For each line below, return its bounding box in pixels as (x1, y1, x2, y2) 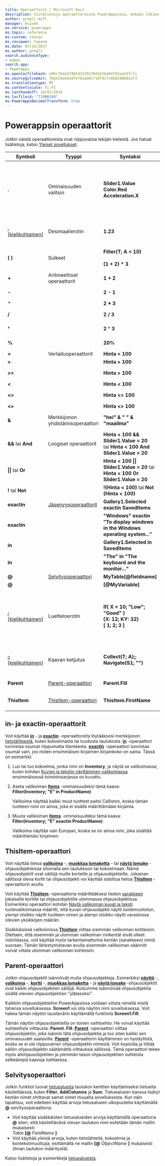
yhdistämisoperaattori (48, 420, 99, 427)
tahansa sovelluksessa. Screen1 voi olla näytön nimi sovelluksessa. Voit (5, 1005, 150, 1011)
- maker (5, 58, 21, 63)
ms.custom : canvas (5, 35, 43, 40)
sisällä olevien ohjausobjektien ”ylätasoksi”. (5, 990, 93, 996)
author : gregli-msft (5, 16, 48, 21)
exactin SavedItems (103, 504, 151, 511)
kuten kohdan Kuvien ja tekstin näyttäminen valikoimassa (12, 769, 128, 775)
